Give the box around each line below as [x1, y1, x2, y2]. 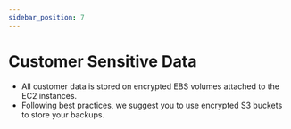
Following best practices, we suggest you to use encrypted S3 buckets [21, 100, 283, 110]
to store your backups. [21, 109, 104, 120]
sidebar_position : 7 [8, 12, 86, 22]
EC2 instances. [21, 90, 78, 101]
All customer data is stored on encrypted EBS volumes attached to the [21, 81, 280, 92]
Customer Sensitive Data [8, 51, 197, 71]
